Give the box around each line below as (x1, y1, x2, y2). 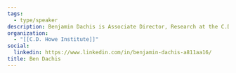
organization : (7, 29, 49, 37)
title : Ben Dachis (7, 56, 61, 63)
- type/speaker (13, 17, 58, 24)
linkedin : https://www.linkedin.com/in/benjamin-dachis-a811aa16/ (13, 49, 212, 56)
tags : (7, 10, 23, 17)
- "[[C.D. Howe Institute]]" (13, 36, 99, 43)
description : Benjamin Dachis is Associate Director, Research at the (7, 23, 218, 30)
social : (7, 42, 30, 49)
